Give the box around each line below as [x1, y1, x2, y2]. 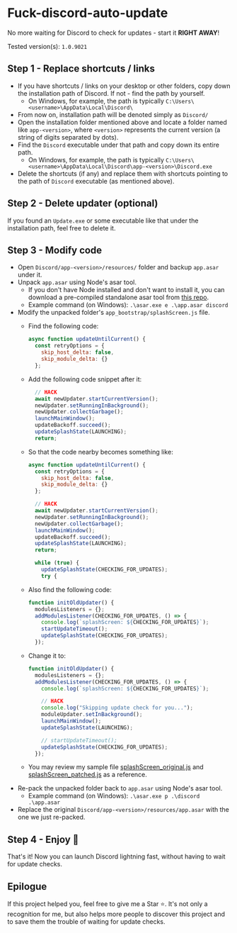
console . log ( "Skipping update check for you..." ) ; [41, 704, 193, 712]
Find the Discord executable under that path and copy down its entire [17, 140, 219, 149]
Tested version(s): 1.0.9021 [7, 42, 87, 50]
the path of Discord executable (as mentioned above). [17, 177, 175, 185]
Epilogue [7, 881, 47, 893]
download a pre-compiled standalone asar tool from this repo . [28, 293, 209, 302]
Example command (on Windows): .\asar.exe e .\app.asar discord [28, 301, 229, 309]
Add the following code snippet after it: [28, 374, 142, 384]
